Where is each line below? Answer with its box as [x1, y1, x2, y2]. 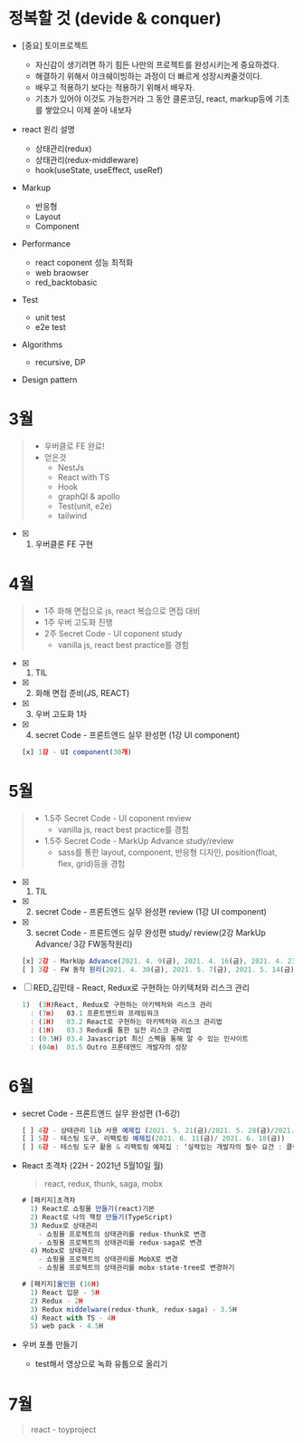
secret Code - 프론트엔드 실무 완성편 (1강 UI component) [34, 729, 241, 740]
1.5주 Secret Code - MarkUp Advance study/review [43, 835, 234, 846]
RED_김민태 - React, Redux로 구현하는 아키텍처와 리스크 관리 [33, 983, 251, 993]
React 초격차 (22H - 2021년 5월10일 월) [21, 1160, 164, 1171]
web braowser [34, 267, 90, 277]
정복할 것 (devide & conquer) [8, 8, 223, 29]
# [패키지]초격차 [21, 1196, 76, 1206]
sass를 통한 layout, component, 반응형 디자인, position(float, [57, 847, 278, 858]
